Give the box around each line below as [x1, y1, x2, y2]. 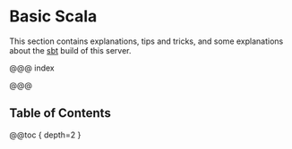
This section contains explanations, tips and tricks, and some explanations [9, 36, 284, 46]
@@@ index [9, 62, 56, 73]
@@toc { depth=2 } [9, 129, 82, 140]
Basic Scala [9, 6, 98, 27]
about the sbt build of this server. [9, 45, 132, 55]
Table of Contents [9, 105, 112, 121]
